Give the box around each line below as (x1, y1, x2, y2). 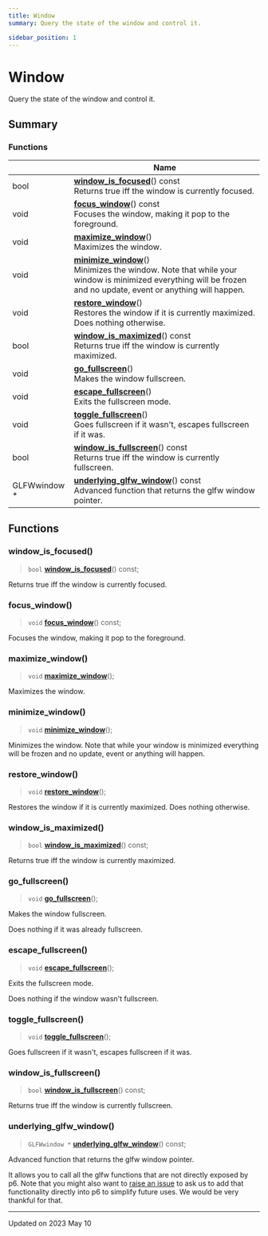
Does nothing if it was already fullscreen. (8, 925, 143, 934)
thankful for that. (8, 1195, 64, 1205)
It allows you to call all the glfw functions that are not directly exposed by (8, 1170, 249, 1179)
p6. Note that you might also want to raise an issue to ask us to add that (8, 1179, 244, 1188)
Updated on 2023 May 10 (8, 1218, 92, 1228)
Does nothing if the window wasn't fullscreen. (8, 993, 160, 1003)
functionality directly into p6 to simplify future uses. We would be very (8, 1186, 239, 1196)
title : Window (8, 11, 56, 20)
